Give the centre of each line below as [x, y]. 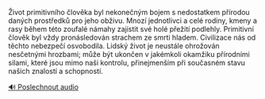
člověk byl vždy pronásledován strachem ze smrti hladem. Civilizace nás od [132, 37]
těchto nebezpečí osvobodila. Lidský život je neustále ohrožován [114, 46]
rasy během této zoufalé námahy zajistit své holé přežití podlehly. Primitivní [131, 29]
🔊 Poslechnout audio [44, 87]
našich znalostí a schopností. [56, 71]
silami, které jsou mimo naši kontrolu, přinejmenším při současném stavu [127, 63]
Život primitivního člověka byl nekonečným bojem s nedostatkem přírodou [129, 12]
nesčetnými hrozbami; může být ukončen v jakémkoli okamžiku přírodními [129, 54]
